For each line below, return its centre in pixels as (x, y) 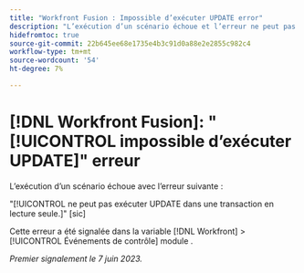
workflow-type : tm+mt (51, 52)
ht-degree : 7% (37, 69)
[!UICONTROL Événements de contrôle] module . (101, 241)
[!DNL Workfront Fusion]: (107, 122)
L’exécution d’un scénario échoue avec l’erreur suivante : (116, 186)
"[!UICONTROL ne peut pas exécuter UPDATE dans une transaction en (142, 204)
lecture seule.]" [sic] (48, 213)
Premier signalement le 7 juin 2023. (76, 258)
